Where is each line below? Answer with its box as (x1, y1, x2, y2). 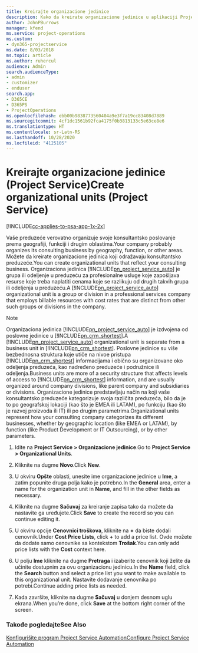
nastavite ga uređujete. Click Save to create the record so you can (14, 509, 174, 516)
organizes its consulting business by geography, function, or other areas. (6, 246, 184, 253)
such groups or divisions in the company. (6, 303, 106, 310)
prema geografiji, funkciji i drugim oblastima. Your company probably (6, 240, 173, 248)
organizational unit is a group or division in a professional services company (6, 290, 191, 298)
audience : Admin (6, 63, 46, 70)
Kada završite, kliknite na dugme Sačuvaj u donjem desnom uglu (14, 593, 173, 601)
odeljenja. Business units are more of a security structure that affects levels (6, 370, 187, 377)
